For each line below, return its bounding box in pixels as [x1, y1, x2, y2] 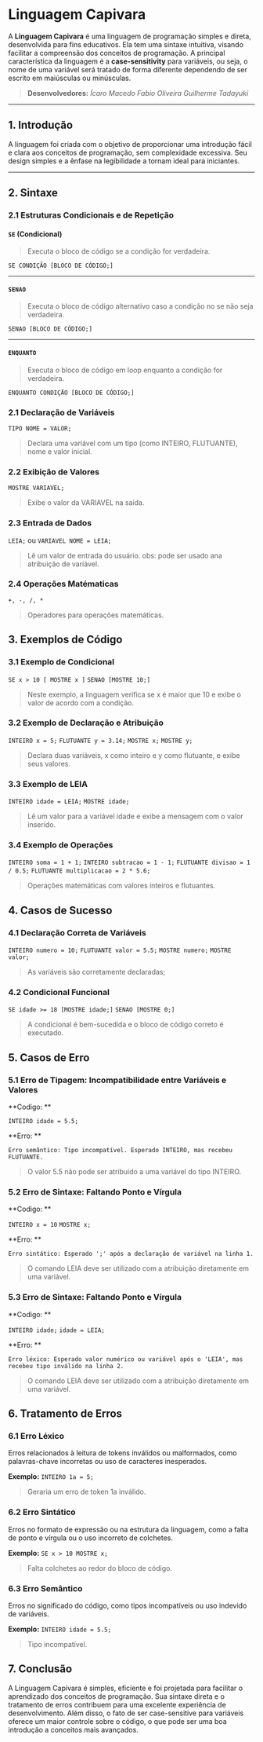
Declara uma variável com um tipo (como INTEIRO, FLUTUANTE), [27, 438, 238, 448]
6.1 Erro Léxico [8, 1431, 65, 1442]
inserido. [27, 820, 56, 829]
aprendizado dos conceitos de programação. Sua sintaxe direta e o [8, 1691, 225, 1701]
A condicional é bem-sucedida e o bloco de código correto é [27, 1019, 225, 1030]
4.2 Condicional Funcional [8, 987, 110, 998]
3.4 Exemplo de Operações [8, 840, 113, 851]
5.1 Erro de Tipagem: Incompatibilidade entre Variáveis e [8, 1074, 227, 1085]
